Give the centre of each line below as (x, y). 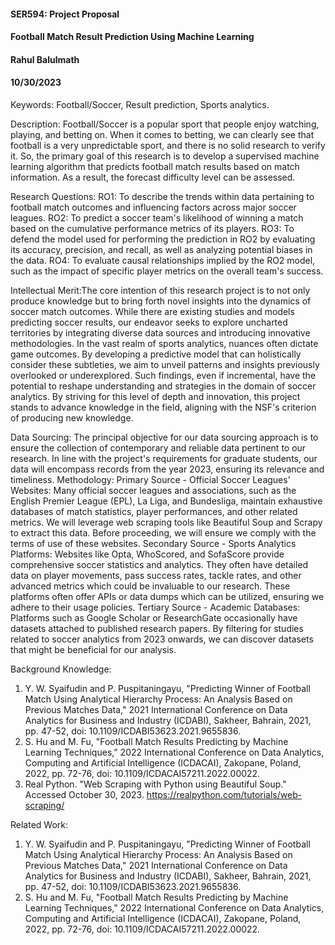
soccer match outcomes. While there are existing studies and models (152, 311)
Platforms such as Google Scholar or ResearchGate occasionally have (154, 617)
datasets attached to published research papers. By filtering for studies (157, 628)
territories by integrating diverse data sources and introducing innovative (160, 332)
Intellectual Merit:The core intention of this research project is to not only (160, 290)
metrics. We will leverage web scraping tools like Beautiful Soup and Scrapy (166, 522)
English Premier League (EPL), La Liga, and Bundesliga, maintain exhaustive (166, 501)
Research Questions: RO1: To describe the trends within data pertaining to (162, 196)
